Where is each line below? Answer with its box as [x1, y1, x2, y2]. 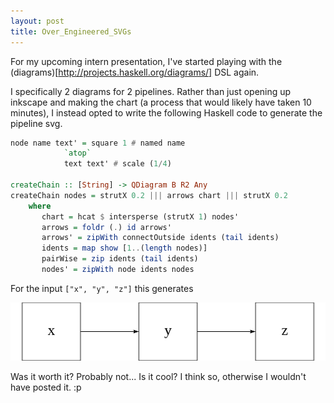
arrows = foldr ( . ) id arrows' [41, 222, 172, 232]
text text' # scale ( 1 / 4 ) [63, 159, 172, 169]
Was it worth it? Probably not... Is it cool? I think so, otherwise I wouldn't [10, 370, 307, 382]
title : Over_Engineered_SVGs [10, 26, 132, 37]
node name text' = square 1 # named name [10, 138, 186, 148]
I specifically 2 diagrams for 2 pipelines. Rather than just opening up [10, 85, 292, 97]
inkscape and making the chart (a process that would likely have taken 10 [10, 96, 312, 108]
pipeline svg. [10, 117, 63, 129]
